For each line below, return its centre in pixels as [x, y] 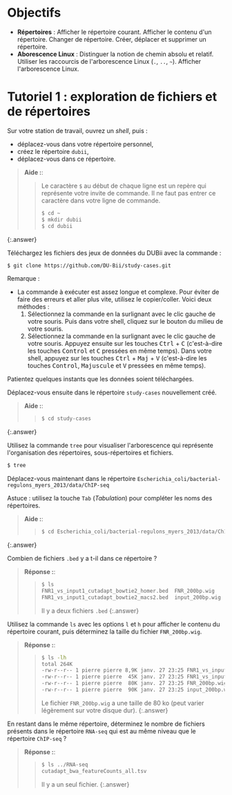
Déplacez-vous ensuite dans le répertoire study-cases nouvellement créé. [112, 392]
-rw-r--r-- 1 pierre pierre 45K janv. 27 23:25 [113, 677]
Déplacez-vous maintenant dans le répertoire [71, 479]
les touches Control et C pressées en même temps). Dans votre [119, 351]
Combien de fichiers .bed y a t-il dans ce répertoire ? [82, 558]
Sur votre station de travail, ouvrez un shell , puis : [78, 130]
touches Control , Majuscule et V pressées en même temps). [116, 366]
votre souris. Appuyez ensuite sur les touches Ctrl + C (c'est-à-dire [125, 344]
